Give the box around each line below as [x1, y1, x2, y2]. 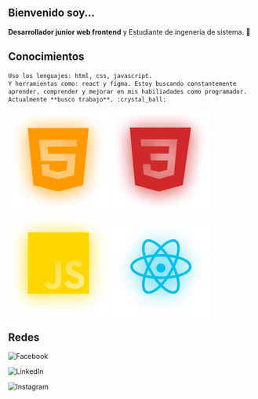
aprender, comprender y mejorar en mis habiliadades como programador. [8, 87, 247, 95]
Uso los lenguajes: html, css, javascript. [8, 72, 153, 79]
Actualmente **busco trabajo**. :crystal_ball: [8, 95, 167, 103]
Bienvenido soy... [8, 6, 96, 20]
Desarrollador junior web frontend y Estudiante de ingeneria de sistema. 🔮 [8, 27, 251, 36]
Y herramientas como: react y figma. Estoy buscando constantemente [8, 79, 237, 87]
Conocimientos [8, 50, 85, 64]
